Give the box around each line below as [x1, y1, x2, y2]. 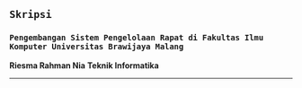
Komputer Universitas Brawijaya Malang [9, 41, 184, 52]
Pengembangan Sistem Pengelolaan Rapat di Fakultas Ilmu [9, 32, 264, 43]
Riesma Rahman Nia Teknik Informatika [9, 59, 159, 71]
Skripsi [9, 8, 52, 22]
